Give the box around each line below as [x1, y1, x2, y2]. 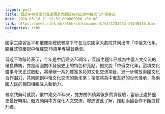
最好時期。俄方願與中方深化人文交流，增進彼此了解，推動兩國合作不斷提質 [9, 98, 160, 104]
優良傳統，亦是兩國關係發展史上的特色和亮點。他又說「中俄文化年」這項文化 [5, 63, 160, 69]
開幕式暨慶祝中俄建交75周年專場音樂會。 [5, 46, 88, 52]
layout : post [5, 7, 32, 12]
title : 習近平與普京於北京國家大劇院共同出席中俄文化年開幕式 [5, 12, 116, 17]
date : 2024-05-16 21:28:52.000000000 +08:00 [5, 16, 98, 21]
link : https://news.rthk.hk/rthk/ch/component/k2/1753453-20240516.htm [5, 21, 155, 26]
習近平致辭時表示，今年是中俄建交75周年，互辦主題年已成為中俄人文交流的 [5, 56, 157, 62]
